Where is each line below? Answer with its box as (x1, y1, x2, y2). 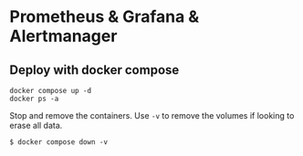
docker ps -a (9, 94, 59, 103)
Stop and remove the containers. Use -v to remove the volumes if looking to (9, 110, 295, 120)
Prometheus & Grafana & (9, 6, 200, 27)
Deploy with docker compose (9, 62, 180, 78)
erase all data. (9, 120, 63, 130)
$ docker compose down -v (9, 138, 108, 147)
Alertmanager (9, 26, 118, 47)
